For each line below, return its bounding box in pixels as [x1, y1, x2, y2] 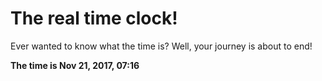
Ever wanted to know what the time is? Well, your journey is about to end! [10, 40, 313, 52]
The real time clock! [10, 7, 178, 30]
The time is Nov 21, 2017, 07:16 [10, 59, 140, 71]
